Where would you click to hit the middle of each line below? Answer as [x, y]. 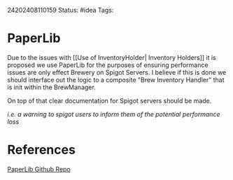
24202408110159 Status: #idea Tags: [61, 10]
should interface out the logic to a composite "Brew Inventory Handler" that [116, 80]
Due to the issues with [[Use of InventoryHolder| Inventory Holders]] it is [112, 57]
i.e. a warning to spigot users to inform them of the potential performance [114, 114]
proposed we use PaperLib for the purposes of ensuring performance [108, 65]
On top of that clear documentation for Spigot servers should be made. [110, 100]
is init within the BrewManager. [51, 87]
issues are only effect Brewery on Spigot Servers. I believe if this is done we [117, 72]
